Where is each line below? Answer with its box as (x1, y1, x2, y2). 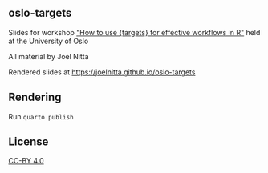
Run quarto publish (8, 111, 74, 121)
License (8, 135, 49, 149)
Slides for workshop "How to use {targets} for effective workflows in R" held (8, 27, 261, 37)
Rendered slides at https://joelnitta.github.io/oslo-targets (8, 67, 196, 77)
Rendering (8, 91, 62, 104)
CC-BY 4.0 (8, 156, 44, 166)
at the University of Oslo (8, 36, 89, 46)
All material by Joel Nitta (8, 51, 90, 61)
